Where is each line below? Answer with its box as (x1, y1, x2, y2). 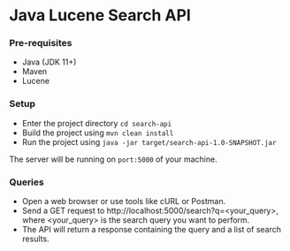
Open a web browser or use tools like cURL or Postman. (21, 196, 226, 207)
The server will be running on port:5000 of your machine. (9, 154, 218, 164)
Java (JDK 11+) (21, 57, 77, 67)
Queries (9, 176, 44, 188)
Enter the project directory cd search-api (21, 118, 172, 128)
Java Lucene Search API (9, 5, 192, 26)
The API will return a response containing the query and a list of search (21, 224, 281, 235)
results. (21, 233, 50, 244)
